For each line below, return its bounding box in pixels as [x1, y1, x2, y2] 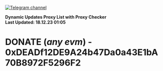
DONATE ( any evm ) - [5, 37, 92, 47]
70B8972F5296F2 [5, 57, 81, 69]
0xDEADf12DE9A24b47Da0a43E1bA [5, 47, 158, 58]
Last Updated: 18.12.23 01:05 [5, 20, 66, 25]
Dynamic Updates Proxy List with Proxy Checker [5, 14, 107, 20]
